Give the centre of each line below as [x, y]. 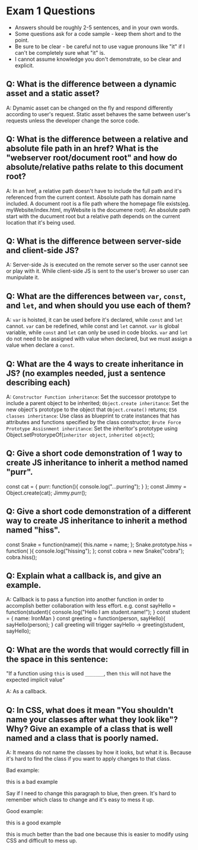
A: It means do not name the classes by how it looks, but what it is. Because [99, 752]
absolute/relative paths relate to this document [95, 167]
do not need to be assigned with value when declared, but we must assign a [99, 339]
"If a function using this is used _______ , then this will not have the [89, 674]
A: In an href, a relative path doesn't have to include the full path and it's [94, 191]
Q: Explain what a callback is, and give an [84, 576]
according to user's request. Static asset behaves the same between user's [98, 114]
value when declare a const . [41, 345]
